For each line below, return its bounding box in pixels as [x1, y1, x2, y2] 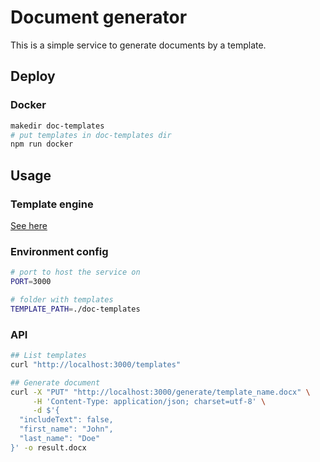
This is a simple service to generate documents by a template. [10, 39, 267, 51]
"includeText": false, [19, 415, 114, 425]
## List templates [10, 351, 87, 361]
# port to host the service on [10, 267, 141, 278]
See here [10, 219, 48, 231]
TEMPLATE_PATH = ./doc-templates [10, 304, 141, 314]
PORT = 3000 [10, 277, 52, 287]
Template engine [10, 197, 94, 211]
